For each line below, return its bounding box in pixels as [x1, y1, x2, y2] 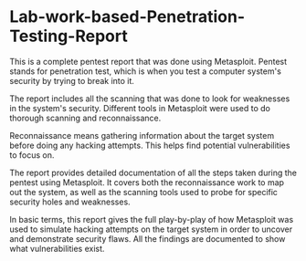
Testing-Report [9, 26, 128, 47]
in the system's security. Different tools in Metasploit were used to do [9, 102, 271, 113]
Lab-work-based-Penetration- [9, 6, 246, 27]
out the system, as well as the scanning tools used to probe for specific [9, 186, 279, 197]
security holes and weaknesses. [9, 196, 131, 207]
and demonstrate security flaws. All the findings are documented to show [9, 233, 286, 244]
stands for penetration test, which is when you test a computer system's [9, 66, 281, 77]
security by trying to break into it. [9, 75, 135, 86]
